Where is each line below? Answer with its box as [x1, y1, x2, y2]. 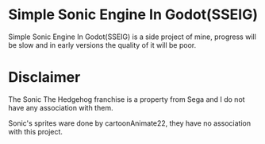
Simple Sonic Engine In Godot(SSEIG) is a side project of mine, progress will [8, 32, 256, 41]
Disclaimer [8, 68, 81, 87]
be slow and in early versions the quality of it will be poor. [8, 40, 197, 49]
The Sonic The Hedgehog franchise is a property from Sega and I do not [8, 94, 245, 104]
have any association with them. [8, 103, 113, 112]
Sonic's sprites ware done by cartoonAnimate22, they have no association [8, 118, 252, 128]
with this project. [8, 126, 63, 136]
